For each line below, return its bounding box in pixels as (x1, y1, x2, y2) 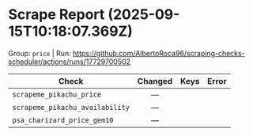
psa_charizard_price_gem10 (12, 115, 114, 124)
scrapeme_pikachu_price (12, 89, 102, 99)
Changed (137, 75, 173, 86)
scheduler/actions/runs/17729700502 (8, 57, 131, 66)
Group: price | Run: (8, 48, 71, 58)
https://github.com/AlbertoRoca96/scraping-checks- (72, 48, 245, 58)
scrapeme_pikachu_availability (12, 103, 130, 111)
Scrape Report (8, 6, 105, 24)
